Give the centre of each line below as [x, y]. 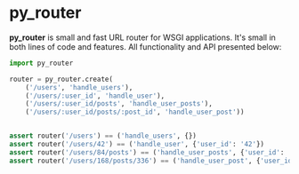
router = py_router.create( [61, 79]
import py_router [41, 63]
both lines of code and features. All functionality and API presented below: [145, 46]
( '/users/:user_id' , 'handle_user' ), [95, 96]
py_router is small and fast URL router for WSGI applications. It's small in [142, 37]
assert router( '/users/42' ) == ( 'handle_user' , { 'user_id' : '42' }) [137, 145]
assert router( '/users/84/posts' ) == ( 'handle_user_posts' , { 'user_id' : [147, 152]
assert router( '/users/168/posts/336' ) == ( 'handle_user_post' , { [135, 161]
